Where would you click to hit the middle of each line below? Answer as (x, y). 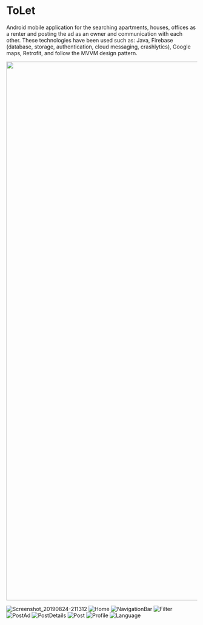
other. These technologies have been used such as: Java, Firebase (90, 40)
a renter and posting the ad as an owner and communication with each (95, 33)
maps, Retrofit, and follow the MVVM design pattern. (72, 53)
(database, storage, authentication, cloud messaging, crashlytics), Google (98, 47)
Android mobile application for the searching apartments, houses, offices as (101, 27)
